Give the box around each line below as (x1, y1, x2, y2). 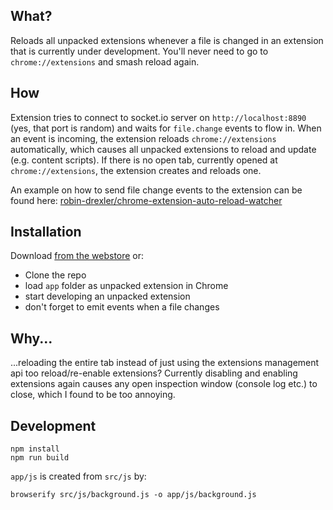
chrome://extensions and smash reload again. (10, 55, 200, 68)
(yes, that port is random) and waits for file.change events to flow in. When (10, 122, 322, 134)
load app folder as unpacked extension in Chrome (24, 280, 229, 292)
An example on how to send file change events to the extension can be (10, 184, 303, 196)
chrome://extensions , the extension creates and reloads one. (10, 164, 262, 176)
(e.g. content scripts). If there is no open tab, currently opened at (10, 154, 278, 166)
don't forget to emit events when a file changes (24, 301, 220, 313)
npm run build (10, 453, 70, 463)
